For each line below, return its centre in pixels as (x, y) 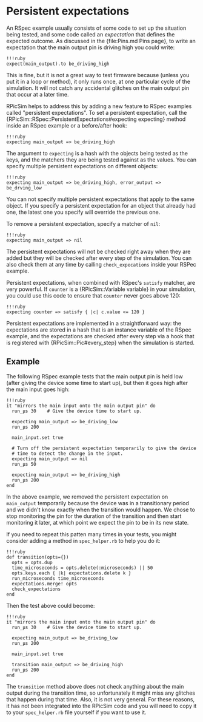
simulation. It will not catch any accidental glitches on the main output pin (98, 88)
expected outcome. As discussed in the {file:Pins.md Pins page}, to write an (101, 41)
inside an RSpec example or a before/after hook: (67, 125)
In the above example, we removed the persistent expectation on (87, 497)
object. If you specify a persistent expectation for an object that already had (101, 205)
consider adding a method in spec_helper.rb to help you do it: (83, 540)
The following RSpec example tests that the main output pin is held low (95, 376)
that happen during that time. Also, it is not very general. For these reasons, (101, 699)
